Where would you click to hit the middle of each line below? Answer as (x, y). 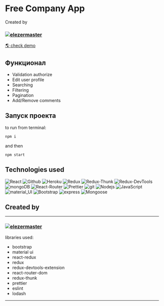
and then (14, 146)
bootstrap (22, 246)
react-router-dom (30, 273)
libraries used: (20, 237)
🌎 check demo (20, 46)
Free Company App (45, 9)
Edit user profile (28, 80)
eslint (18, 288)
